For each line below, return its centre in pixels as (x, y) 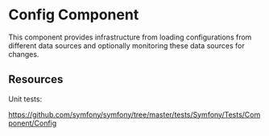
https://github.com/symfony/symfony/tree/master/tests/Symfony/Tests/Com (134, 114)
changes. (24, 54)
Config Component (74, 15)
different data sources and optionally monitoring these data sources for (126, 45)
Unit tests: (25, 99)
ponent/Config (33, 123)
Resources (36, 79)
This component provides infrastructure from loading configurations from (130, 37)
